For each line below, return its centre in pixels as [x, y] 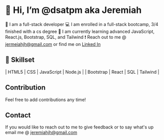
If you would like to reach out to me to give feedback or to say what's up [79, 127]
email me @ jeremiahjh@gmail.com [41, 133]
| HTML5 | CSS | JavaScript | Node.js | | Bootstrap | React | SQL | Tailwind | [82, 72]
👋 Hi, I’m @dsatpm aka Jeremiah [74, 10]
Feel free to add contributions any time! [46, 100]
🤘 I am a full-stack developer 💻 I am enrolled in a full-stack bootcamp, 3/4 [82, 24]
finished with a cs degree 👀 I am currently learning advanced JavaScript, [80, 31]
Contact [18, 115]
